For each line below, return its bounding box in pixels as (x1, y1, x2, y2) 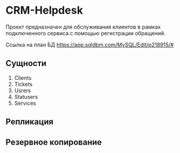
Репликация (5, 117, 54, 127)
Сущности (5, 58, 47, 68)
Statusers (14, 93, 38, 100)
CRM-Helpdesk (5, 4, 83, 17)
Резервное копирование (5, 137, 102, 147)
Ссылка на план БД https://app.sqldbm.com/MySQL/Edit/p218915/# (5, 41, 174, 48)
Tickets (14, 80, 33, 88)
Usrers (14, 87, 31, 94)
